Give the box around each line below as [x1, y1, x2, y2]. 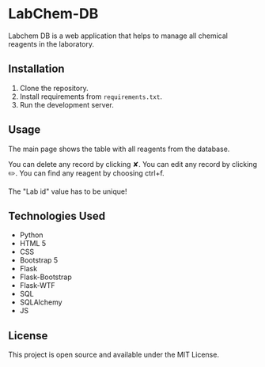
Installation [8, 62, 65, 76]
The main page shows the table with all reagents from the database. [8, 144, 230, 153]
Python [19, 230, 44, 240]
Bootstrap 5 [19, 255, 59, 265]
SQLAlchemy [19, 297, 62, 307]
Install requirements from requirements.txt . [19, 92, 162, 101]
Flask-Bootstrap [19, 272, 73, 282]
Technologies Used [8, 209, 105, 222]
